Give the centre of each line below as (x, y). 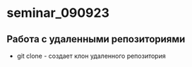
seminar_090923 (58, 13)
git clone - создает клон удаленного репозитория (91, 56)
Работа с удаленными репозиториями (96, 39)
